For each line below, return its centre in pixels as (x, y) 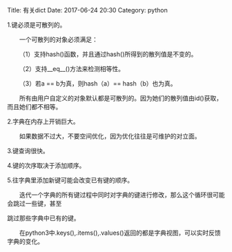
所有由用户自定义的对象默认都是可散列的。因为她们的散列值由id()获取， (121, 98)
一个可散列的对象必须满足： (59, 39)
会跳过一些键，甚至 (35, 203)
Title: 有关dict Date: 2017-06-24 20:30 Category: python (87, 10)
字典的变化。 (25, 241)
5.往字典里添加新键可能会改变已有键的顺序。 (70, 180)
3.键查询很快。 (28, 151)
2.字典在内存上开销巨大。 (43, 122)
